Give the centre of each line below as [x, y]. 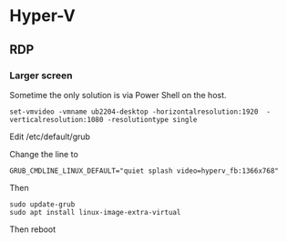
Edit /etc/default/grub [50, 136]
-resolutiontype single [152, 119]
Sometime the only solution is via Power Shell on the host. [118, 95]
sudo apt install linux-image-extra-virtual [95, 212]
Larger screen [41, 76]
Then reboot [33, 229]
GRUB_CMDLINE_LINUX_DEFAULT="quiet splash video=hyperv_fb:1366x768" [144, 171]
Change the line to [44, 154]
